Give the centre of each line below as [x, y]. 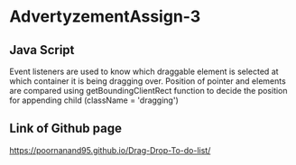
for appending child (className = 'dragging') [94, 100]
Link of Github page [65, 128]
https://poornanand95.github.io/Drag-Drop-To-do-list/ [110, 150]
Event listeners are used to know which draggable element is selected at [144, 71]
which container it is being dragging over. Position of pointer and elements [148, 81]
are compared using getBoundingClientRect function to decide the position [148, 91]
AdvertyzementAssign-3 [105, 17]
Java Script [42, 50]
